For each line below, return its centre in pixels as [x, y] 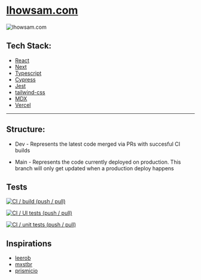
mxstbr [24, 264]
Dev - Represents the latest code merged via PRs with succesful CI [98, 144]
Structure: [26, 130]
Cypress [25, 79]
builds [22, 150]
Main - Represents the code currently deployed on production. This [98, 162]
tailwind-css [30, 92]
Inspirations [29, 243]
